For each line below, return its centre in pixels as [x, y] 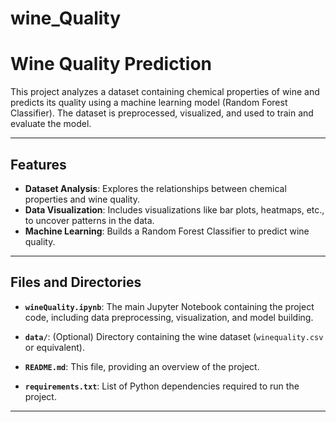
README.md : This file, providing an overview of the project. [142, 366]
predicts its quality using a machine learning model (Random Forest [149, 103]
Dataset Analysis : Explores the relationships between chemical [155, 188]
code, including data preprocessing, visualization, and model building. [169, 317]
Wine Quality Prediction [111, 64]
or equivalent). [55, 347]
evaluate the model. [51, 124]
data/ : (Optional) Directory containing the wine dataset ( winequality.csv [174, 336]
